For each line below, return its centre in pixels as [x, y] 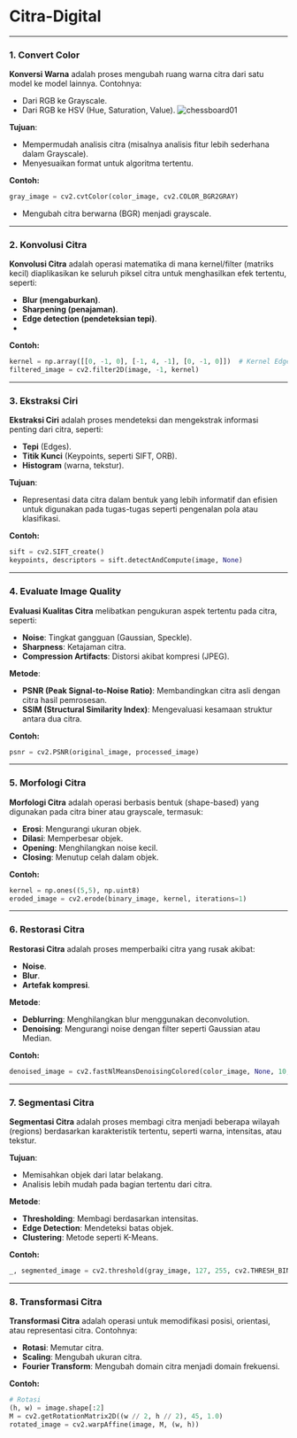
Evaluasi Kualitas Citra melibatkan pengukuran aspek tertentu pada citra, [143, 611]
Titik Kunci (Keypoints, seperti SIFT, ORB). [99, 456]
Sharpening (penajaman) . [70, 309]
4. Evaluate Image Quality [65, 591]
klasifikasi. [41, 519]
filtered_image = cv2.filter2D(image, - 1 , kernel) [104, 370]
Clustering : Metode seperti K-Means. [90, 1237]
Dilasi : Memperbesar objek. [72, 838]
